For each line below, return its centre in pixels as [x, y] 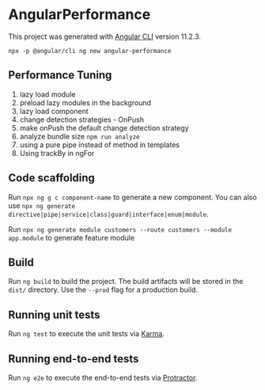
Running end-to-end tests [74, 359]
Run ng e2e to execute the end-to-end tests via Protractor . [103, 378]
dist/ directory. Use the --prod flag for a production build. [103, 290]
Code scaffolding [51, 178]
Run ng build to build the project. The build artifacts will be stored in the [126, 282]
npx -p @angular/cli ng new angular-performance [90, 51]
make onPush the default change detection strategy [104, 127]
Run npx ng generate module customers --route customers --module [120, 229]
